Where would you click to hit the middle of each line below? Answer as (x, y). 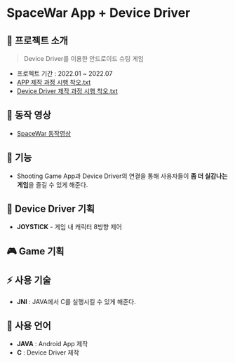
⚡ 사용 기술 (29, 281)
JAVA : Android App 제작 (52, 344)
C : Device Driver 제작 (48, 352)
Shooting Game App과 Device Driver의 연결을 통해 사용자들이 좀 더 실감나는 (122, 176)
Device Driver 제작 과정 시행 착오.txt (67, 91)
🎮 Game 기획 (35, 251)
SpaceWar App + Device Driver (99, 13)
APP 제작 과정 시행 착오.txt (54, 82)
